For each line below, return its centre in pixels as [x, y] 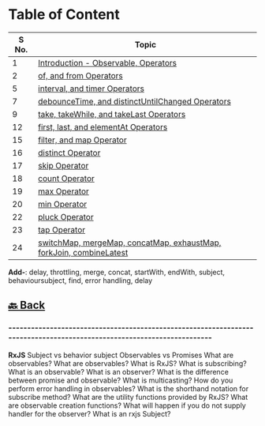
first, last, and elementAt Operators [103, 126]
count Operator [66, 178]
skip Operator [63, 165]
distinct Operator [69, 153]
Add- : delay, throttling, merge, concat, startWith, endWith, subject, [117, 272]
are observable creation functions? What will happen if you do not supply [127, 405]
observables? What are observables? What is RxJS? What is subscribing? [127, 363]
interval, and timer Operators [91, 89]
